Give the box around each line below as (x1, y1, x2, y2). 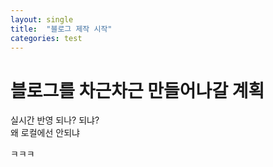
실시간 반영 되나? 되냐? (10, 114, 100, 126)
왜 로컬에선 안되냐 (10, 127, 80, 139)
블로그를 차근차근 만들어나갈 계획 (10, 79, 265, 102)
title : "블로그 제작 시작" (10, 24, 113, 34)
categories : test (10, 33, 83, 43)
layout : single (10, 14, 74, 25)
